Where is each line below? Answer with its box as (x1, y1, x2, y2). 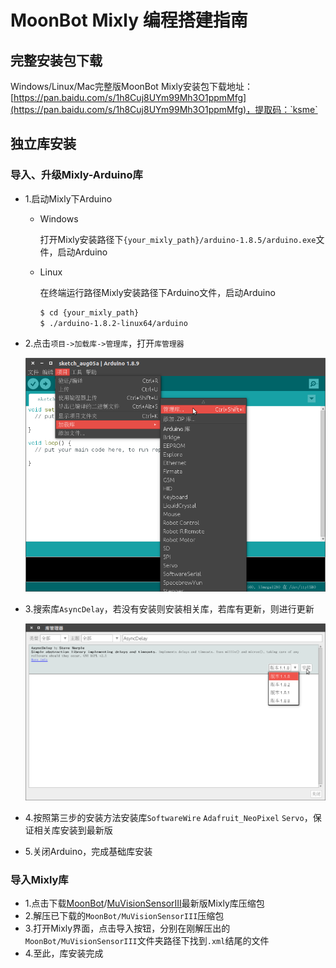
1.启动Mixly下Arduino (24, 192, 113, 205)
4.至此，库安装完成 (24, 947, 104, 960)
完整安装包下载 (10, 52, 103, 69)
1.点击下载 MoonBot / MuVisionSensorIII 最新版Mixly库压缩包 (24, 897, 265, 910)
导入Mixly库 (10, 872, 69, 886)
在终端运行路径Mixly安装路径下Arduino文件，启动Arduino (39, 286, 276, 298)
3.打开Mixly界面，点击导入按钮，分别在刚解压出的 (24, 922, 231, 935)
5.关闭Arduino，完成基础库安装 (24, 846, 153, 858)
